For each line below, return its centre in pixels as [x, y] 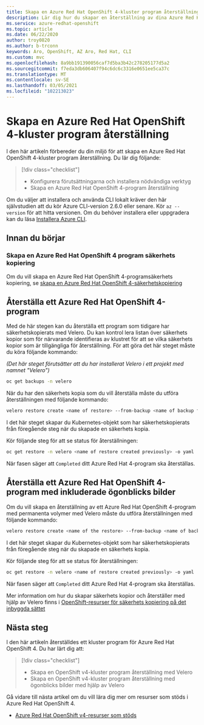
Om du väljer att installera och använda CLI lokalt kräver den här [87, 199]
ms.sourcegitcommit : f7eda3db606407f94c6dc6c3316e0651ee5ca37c [88, 69]
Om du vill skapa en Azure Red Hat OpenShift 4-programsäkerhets [90, 276]
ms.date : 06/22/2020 [32, 35]
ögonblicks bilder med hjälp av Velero [77, 685]
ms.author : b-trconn [32, 46]
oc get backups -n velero [39, 381]
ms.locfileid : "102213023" [40, 91]
